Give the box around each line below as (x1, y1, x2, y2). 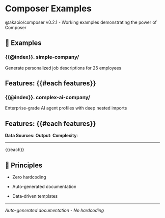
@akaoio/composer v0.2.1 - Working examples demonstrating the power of (5, 19, 157, 25)
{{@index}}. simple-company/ (5, 54, 80, 61)
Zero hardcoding (12, 174, 47, 180)
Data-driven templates (12, 193, 58, 199)
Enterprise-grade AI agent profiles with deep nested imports (5, 105, 127, 111)
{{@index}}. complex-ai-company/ (5, 94, 90, 101)
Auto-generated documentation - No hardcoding (5, 207, 104, 213)
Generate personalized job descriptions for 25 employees (5, 65, 122, 71)
